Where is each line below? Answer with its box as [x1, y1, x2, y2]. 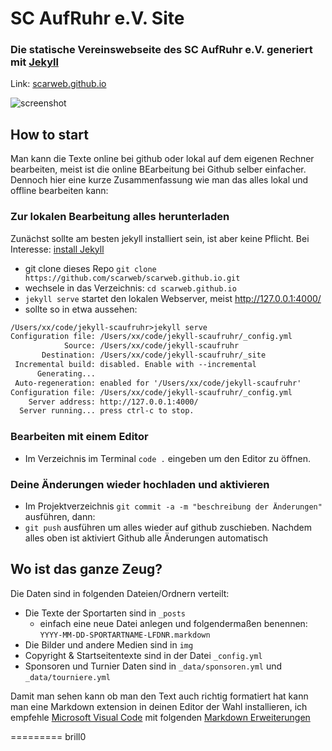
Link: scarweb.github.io [10, 78, 107, 90]
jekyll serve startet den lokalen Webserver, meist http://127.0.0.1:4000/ [24, 292, 322, 304]
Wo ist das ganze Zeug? [10, 561, 163, 578]
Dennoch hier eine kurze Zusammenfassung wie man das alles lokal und [10, 174, 309, 186]
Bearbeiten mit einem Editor [10, 430, 149, 444]
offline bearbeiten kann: [10, 185, 109, 197]
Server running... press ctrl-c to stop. [19, 406, 195, 416]
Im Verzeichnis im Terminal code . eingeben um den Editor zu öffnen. [24, 452, 311, 464]
